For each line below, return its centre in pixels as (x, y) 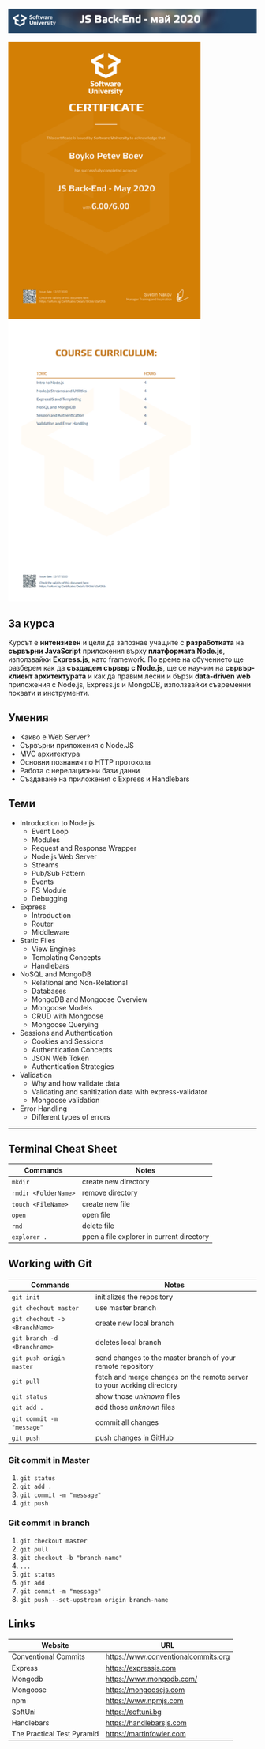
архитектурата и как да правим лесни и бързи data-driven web (142, 676)
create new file (106, 1203)
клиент (21, 676)
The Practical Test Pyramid (55, 1734)
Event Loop (50, 831)
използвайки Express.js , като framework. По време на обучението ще (126, 659)
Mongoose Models (62, 1007)
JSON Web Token (60, 1058)
